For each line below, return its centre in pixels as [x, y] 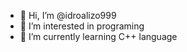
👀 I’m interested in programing [82, 26]
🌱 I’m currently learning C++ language [98, 36]
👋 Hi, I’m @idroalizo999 [68, 15]
